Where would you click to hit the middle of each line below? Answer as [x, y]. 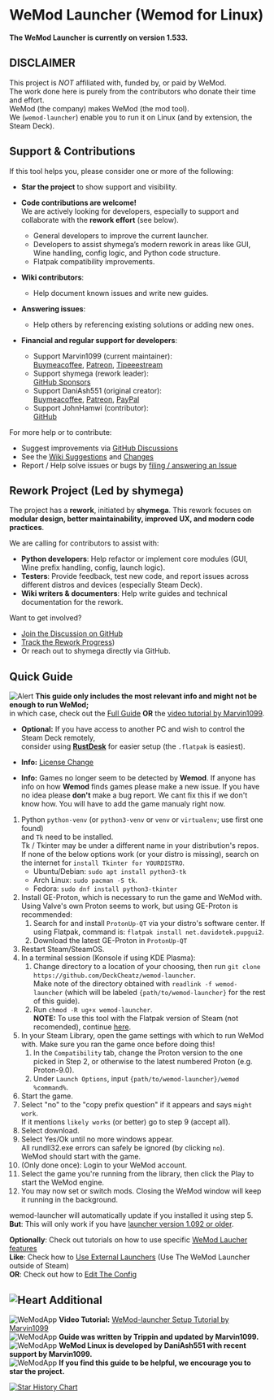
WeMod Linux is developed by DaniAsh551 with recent [152, 1346]
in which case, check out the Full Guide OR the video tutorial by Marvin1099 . [137, 714]
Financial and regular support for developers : [99, 340]
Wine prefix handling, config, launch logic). [93, 567]
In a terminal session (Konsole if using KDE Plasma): [108, 958]
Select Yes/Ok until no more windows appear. [97, 1139]
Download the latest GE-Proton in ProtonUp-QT [110, 941]
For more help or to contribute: [61, 432]
